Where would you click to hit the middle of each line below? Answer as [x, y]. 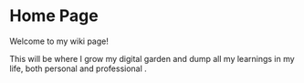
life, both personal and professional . [79, 68]
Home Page [54, 16]
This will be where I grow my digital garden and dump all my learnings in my [152, 58]
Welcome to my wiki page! [59, 41]
